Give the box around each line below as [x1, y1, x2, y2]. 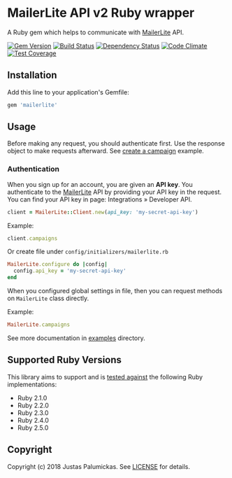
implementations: [7, 380, 57, 388]
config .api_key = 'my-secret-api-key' [13, 267, 127, 274]
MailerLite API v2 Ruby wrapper [7, 5, 195, 21]
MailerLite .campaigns [7, 321, 71, 328]
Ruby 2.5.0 [17, 423, 49, 432]
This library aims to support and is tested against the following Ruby [7, 372, 203, 381]
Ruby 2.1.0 [17, 393, 48, 402]
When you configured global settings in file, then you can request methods [7, 287, 223, 295]
